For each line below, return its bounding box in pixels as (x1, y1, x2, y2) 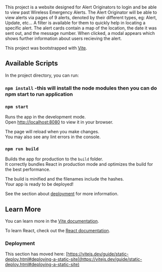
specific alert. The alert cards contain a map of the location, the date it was (5, 25, 157, 31)
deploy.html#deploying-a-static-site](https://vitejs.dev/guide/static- (5, 256, 142, 262)
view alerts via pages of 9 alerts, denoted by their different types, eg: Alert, (5, 15, 157, 20)
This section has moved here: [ (5, 251, 68, 257)
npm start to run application (5, 91, 73, 97)
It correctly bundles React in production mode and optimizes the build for (5, 161, 153, 167)
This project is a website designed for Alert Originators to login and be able (5, 4, 157, 10)
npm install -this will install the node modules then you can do (5, 85, 157, 91)
